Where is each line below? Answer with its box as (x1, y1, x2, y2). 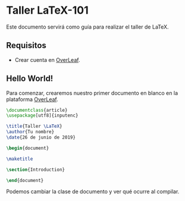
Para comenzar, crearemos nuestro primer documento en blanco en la (6, 89, 178, 96)
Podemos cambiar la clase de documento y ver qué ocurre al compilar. (6, 188, 180, 195)
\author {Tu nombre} (6, 129, 55, 135)
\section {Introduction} (6, 167, 65, 172)
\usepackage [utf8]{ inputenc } (6, 112, 79, 119)
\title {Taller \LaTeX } (6, 123, 62, 130)
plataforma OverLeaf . (6, 96, 58, 103)
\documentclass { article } (6, 107, 68, 113)
